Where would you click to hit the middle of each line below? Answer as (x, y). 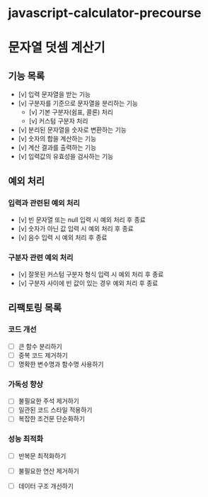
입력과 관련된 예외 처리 (44, 203)
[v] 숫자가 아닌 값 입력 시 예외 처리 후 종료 (76, 228)
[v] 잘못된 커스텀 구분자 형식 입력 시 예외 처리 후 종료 (91, 274)
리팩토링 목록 (35, 307)
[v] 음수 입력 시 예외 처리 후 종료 (63, 237)
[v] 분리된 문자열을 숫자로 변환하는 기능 (72, 130)
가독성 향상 (26, 384)
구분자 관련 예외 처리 (41, 257)
